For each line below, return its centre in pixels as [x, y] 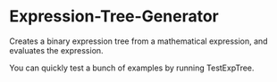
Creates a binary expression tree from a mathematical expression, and [138, 41]
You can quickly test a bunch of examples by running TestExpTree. [132, 68]
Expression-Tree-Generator [114, 16]
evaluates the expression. [57, 50]
